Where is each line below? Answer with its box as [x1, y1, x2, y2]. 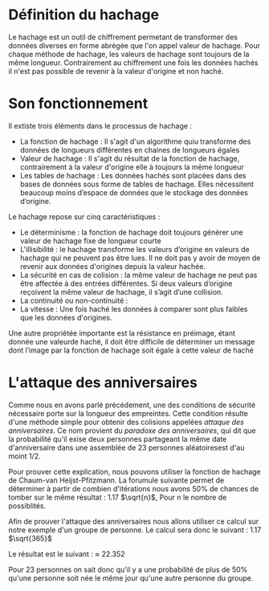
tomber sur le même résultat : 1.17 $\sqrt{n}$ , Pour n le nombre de [8, 492, 227, 502]
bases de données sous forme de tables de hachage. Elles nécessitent [19, 179, 255, 189]
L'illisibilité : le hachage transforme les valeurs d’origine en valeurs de [19, 244, 251, 254]
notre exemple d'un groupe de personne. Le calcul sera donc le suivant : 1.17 [8, 524, 262, 535]
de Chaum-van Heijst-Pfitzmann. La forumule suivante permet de [8, 475, 225, 485]
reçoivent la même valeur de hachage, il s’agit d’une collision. [19, 287, 223, 296]
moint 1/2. [8, 451, 42, 461]
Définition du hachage [8, 6, 159, 24]
